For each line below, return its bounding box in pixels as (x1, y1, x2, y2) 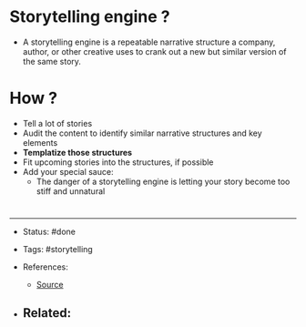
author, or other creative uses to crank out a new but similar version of (22, 46, 287, 56)
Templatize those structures (22, 147, 133, 158)
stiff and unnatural (36, 185, 106, 197)
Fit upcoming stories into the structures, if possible (22, 157, 214, 168)
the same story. (22, 56, 82, 66)
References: (22, 261, 68, 272)
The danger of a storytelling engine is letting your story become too (36, 176, 291, 187)
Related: (22, 305, 71, 321)
